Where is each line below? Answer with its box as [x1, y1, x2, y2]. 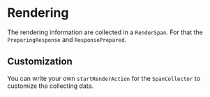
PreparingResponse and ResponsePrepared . [7, 35, 127, 43]
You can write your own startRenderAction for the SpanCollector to [7, 74, 201, 82]
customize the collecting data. [7, 82, 94, 90]
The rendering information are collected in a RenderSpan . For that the [7, 28, 204, 36]
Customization [7, 56, 73, 68]
